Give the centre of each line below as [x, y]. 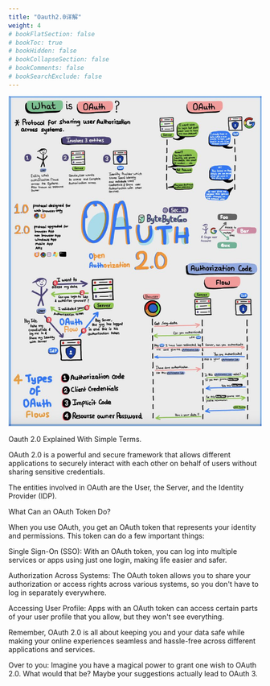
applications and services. [52, 650]
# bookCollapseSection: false [59, 60]
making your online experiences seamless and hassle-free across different [132, 641]
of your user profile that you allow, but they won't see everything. [117, 617]
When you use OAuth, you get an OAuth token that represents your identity [132, 527]
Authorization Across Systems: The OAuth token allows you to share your [130, 576]
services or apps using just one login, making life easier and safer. [118, 560]
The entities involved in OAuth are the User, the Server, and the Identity [126, 488]
